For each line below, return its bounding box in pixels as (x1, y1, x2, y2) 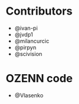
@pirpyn (14, 44, 37, 51)
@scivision (14, 50, 42, 57)
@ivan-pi (14, 24, 38, 32)
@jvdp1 (14, 30, 33, 38)
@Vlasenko (14, 91, 43, 99)
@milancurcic (14, 37, 50, 44)
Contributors (6, 4, 73, 18)
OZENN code (6, 72, 73, 86)
